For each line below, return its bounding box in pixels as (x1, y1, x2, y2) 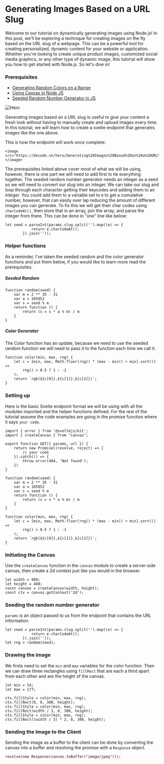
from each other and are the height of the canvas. (5, 673, 105, 679)
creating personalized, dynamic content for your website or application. (5, 46, 149, 52)
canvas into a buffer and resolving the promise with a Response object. (5, 744, 145, 750)
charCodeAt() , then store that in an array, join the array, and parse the (5, 208, 144, 214)
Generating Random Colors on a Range (12, 85, 91, 91)
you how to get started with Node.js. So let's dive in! (5, 61, 110, 67)
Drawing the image (5, 652, 51, 659)
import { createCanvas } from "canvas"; (5, 433, 89, 438)
